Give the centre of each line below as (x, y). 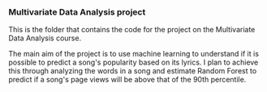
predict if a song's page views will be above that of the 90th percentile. (127, 80)
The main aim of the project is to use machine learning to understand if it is (134, 54)
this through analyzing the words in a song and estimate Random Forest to (133, 71)
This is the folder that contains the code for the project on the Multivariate (132, 30)
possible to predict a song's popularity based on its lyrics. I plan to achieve (133, 62)
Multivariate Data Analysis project (77, 12)
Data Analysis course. (45, 38)
